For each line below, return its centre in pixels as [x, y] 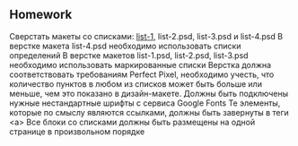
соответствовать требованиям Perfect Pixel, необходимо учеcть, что [142, 74]
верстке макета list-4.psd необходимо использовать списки [125, 46]
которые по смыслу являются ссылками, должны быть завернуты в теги [149, 112]
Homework [41, 15]
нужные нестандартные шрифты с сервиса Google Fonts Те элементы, [145, 103]
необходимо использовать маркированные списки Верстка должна [140, 64]
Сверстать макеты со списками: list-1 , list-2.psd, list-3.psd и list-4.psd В [146, 36]
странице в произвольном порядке [77, 131]
